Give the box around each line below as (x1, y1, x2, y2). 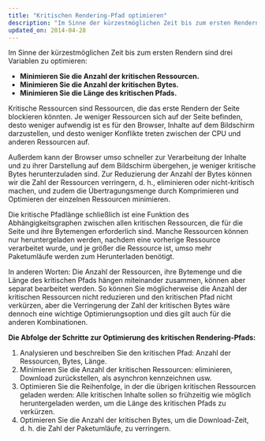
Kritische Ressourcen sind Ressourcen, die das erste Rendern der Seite (8, 104, 241, 113)
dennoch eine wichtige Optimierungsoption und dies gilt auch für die (8, 309, 231, 318)
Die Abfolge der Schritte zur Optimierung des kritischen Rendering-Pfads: (8, 333, 256, 342)
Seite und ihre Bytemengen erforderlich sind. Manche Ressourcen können (8, 227, 248, 236)
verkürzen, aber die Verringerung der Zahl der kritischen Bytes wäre (8, 301, 230, 311)
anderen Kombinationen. (8, 318, 88, 327)
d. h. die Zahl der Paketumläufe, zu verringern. (19, 424, 171, 433)
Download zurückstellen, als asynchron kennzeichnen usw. (19, 373, 212, 383)
